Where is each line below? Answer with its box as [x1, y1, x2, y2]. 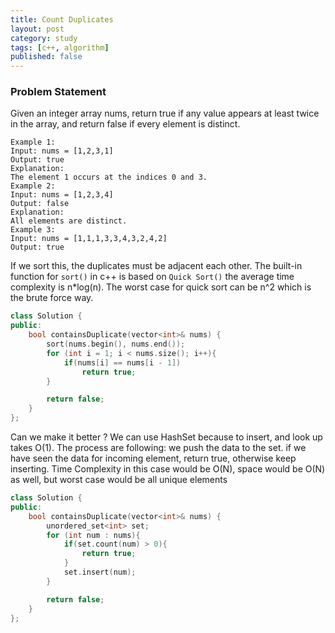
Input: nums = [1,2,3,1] [10, 146, 114, 156]
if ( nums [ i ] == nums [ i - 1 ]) [63, 357, 182, 368]
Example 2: [10, 181, 56, 191]
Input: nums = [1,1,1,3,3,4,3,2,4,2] [10, 234, 168, 244]
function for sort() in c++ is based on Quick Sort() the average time [10, 271, 295, 283]
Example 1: [10, 137, 56, 148]
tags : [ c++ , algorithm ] [10, 42, 110, 53]
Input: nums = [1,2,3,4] [10, 190, 114, 200]
